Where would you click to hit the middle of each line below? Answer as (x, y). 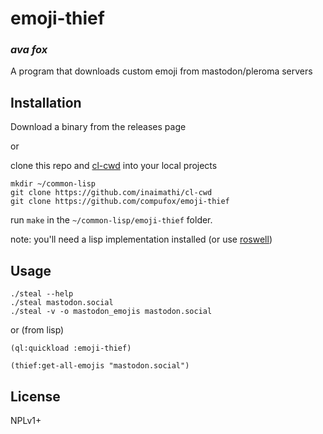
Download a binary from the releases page (98, 127)
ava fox (29, 50)
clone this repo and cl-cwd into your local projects (114, 166)
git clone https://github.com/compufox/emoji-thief (120, 202)
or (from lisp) (37, 330)
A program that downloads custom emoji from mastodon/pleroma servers (161, 71)
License (35, 396)
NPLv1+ (26, 420)
